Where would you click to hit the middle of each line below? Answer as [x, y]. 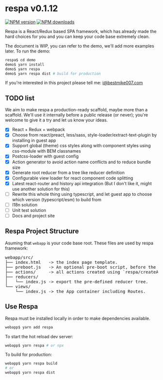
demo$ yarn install [25, 64]
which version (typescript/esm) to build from [57, 199]
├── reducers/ [22, 277]
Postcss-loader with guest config [45, 156]
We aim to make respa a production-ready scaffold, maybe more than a [76, 110]
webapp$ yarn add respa [29, 327]
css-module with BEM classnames [46, 151]
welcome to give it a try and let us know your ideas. [57, 120]
